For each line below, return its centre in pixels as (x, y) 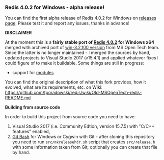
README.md (18, 98)
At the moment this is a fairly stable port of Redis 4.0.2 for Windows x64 (80, 42)
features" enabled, (31, 132)
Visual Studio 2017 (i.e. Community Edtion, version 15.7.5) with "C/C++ (83, 126)
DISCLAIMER (18, 33)
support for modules (33, 73)
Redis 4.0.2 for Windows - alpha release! (55, 7)
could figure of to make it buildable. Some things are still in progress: (75, 63)
